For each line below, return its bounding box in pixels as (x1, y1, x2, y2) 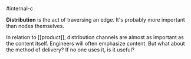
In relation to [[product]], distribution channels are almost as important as (6, 34, 184, 40)
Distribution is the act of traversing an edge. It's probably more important (6, 16, 186, 23)
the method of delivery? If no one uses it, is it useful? (6, 46, 135, 53)
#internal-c (6, 5, 34, 12)
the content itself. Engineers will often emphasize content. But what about (6, 40, 185, 47)
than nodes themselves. (6, 23, 65, 29)
